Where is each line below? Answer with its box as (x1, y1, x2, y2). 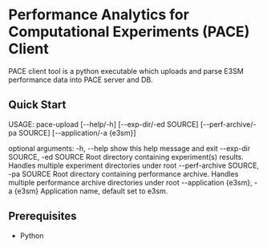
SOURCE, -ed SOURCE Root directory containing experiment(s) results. (8, 152, 245, 161)
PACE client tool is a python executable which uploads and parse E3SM (8, 66, 245, 75)
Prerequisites (8, 209, 77, 223)
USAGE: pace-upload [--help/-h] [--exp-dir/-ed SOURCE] (8, 119, 199, 129)
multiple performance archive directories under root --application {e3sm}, (8, 177, 253, 187)
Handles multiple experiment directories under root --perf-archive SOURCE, (8, 161, 259, 170)
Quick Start (8, 98, 67, 112)
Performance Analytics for (8, 6, 190, 24)
